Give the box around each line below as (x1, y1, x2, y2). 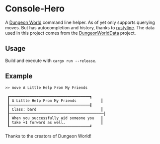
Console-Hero (5, 3, 65, 14)
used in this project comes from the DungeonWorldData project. (5, 30, 136, 36)
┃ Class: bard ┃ (7, 107, 103, 112)
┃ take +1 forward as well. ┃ (7, 120, 103, 125)
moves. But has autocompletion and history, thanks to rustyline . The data (5, 24, 155, 30)
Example (5, 72, 33, 80)
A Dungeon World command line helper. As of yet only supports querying (5, 19, 155, 25)
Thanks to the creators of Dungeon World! (5, 133, 92, 139)
